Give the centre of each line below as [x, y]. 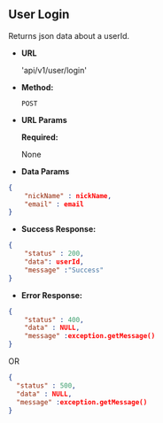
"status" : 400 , [54, 319]
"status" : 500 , [46, 385]
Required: [39, 137]
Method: [37, 87]
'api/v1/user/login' [54, 70]
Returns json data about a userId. [69, 35]
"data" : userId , [54, 262]
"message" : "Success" [64, 270]
